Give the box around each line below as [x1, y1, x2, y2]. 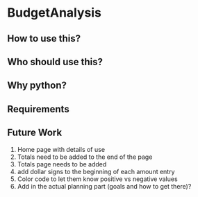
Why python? [7, 80, 67, 92]
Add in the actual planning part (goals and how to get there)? [17, 182, 192, 190]
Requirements [7, 103, 69, 115]
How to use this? [7, 33, 81, 44]
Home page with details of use [17, 145, 106, 153]
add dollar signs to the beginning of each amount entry [17, 167, 175, 175]
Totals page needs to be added [17, 160, 107, 168]
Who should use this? [7, 55, 103, 67]
